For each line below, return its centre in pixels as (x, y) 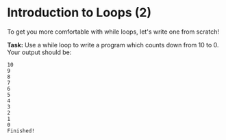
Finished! (21, 131)
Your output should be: (39, 52)
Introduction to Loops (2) (79, 13)
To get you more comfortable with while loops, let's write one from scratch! (113, 32)
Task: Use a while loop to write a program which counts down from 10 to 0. (113, 45)
